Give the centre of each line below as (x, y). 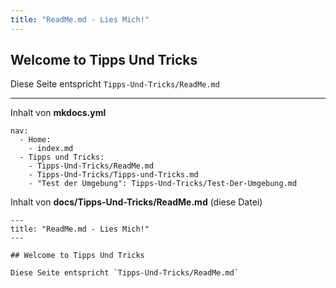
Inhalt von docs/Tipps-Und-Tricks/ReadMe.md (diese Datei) (136, 202)
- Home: (35, 140)
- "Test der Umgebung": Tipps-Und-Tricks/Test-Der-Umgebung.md (163, 184)
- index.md (51, 149)
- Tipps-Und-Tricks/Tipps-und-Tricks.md (113, 175)
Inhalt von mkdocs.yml (58, 113)
